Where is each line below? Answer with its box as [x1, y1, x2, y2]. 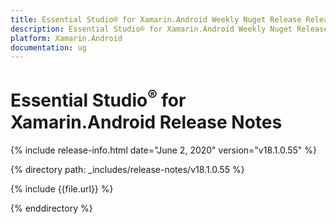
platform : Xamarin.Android [10, 33, 123, 43]
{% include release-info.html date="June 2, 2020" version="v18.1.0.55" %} [10, 144, 318, 156]
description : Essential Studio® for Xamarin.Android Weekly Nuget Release [10, 24, 329, 34]
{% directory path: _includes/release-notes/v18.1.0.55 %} [10, 163, 245, 175]
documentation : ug [10, 42, 87, 53]
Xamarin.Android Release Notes [10, 111, 283, 133]
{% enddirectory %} [10, 202, 93, 214]
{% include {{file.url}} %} [10, 182, 114, 195]
